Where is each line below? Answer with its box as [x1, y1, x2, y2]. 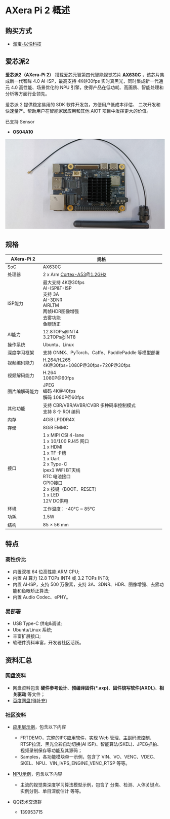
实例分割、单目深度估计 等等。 [20, 788, 84, 794]
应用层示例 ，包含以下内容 [12, 724, 66, 730]
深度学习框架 [7, 350, 34, 356]
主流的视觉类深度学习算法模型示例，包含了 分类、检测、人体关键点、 [20, 782, 163, 788]
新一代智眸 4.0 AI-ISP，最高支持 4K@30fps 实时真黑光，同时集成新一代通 [9, 78, 163, 84]
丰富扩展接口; [12, 633, 41, 639]
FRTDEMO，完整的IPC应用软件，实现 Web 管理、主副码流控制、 [20, 735, 154, 741]
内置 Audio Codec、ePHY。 [12, 594, 71, 600]
